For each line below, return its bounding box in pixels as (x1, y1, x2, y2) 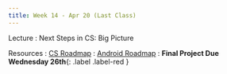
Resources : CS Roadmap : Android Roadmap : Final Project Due (8, 48, 220, 57)
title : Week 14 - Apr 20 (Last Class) (8, 11, 137, 20)
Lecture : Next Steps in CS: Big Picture (8, 33, 134, 43)
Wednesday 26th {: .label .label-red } (8, 57, 129, 66)
